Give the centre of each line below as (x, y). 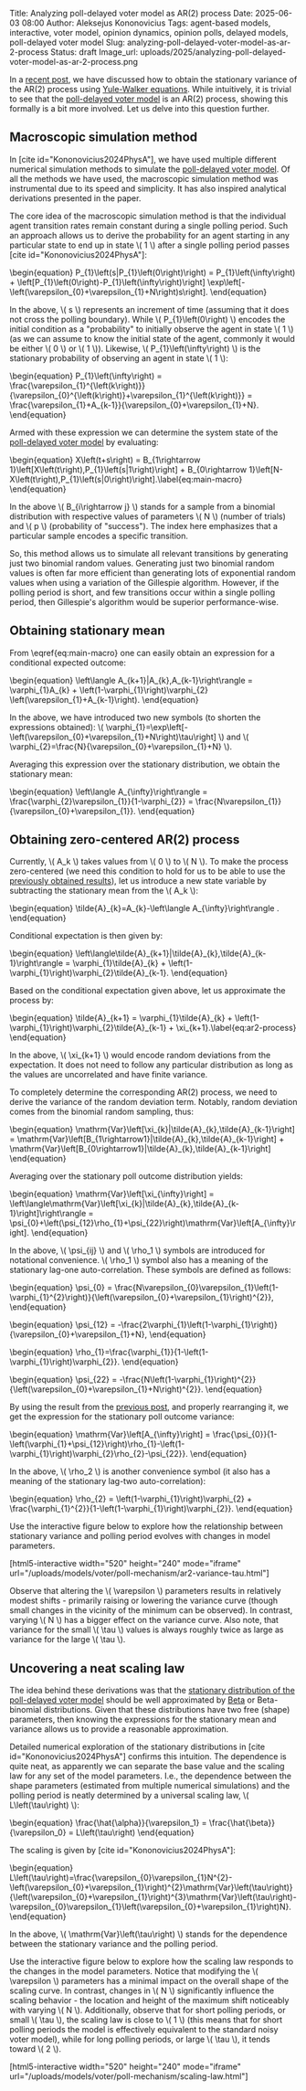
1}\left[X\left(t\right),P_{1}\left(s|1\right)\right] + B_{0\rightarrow (128, 469)
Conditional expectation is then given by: (86, 936)
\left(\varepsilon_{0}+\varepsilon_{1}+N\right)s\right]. (109, 292)
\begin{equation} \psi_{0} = (61, 1288)
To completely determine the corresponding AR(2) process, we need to (143, 1092)
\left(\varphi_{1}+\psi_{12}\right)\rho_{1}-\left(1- (97, 1444)
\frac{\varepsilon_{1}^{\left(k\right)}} (78, 385)
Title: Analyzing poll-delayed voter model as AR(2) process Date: (132, 13)
